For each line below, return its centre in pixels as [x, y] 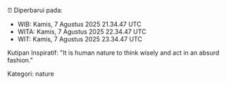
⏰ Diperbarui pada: [35, 10]
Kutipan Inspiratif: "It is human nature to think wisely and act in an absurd [113, 53]
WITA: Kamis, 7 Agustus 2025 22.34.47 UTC [82, 32]
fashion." [20, 60]
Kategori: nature [31, 74]
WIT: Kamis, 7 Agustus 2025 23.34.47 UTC [80, 39]
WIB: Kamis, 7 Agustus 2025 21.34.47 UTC [80, 24]
